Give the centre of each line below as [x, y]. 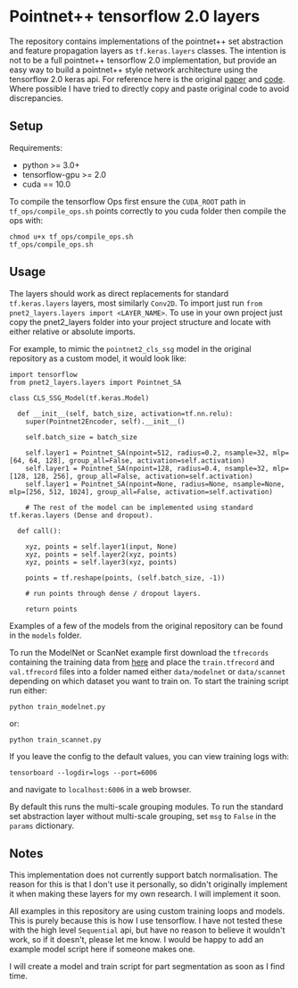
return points [51, 609]
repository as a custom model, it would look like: [98, 358]
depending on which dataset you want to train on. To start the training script [149, 681]
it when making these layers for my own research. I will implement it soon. [145, 894]
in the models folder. [46, 635]
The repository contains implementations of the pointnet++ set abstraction [146, 41]
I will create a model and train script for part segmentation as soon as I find [147, 967]
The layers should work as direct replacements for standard [119, 293]
